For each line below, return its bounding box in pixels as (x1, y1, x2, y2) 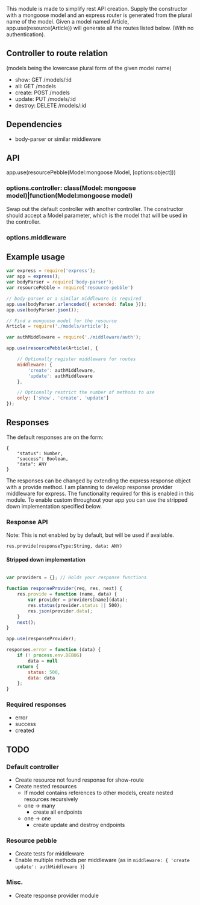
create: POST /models (14, 89, 70, 96)
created (14, 727, 35, 734)
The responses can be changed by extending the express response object (6, 477, 191, 484)
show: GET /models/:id (14, 76, 72, 83)
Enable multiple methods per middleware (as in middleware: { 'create (14, 857, 190, 864)
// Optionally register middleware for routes (17, 356, 136, 362)
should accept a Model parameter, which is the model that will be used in (6, 212, 188, 219)
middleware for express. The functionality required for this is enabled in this (6, 490, 195, 497)
